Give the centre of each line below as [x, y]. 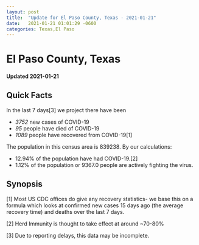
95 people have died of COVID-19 [57, 128]
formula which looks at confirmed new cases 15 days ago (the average [95, 205]
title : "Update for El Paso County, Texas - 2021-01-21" [81, 18]
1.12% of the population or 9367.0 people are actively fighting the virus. [104, 165]
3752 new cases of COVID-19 [52, 122]
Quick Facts [30, 95]
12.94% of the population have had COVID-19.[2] [76, 158]
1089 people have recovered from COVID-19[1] [74, 135]
